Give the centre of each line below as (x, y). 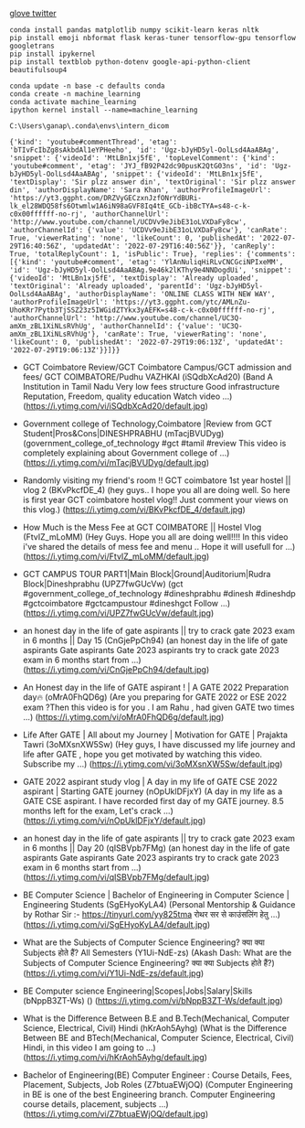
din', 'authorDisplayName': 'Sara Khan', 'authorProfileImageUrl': (141, 190)
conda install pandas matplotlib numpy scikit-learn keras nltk (134, 30)
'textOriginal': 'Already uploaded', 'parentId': (106, 286)
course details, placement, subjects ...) (95, 1104)
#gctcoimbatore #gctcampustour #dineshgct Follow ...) (126, 603)
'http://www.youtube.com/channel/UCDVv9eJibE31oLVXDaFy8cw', (128, 222)
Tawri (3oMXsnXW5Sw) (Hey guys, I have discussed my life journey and (159, 744)
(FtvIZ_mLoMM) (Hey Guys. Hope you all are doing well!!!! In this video (155, 537)
